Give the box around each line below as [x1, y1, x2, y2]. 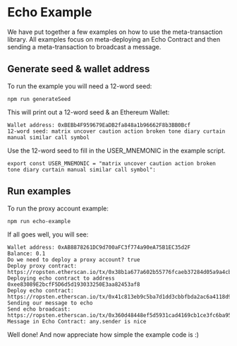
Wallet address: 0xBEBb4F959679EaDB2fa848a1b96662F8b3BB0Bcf [7, 121, 191, 129]
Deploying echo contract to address [7, 275, 115, 282]
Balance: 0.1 [7, 250, 46, 257]
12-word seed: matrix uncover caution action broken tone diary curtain [7, 128, 226, 135]
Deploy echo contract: [7, 287, 74, 294]
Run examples [7, 185, 71, 198]
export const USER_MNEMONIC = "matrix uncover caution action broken [7, 160, 217, 167]
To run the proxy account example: [7, 204, 109, 213]
